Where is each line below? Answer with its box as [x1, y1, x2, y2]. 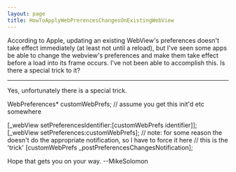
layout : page [7, 10, 46, 18]
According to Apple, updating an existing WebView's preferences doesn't [7, 36, 220, 44]
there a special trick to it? [7, 66, 81, 74]
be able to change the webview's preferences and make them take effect [7, 51, 219, 60]
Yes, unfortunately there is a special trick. [7, 86, 128, 95]
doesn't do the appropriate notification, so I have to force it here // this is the [7, 135, 228, 144]
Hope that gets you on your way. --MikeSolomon [7, 157, 149, 165]
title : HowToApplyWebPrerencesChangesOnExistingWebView [7, 17, 174, 24]
